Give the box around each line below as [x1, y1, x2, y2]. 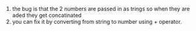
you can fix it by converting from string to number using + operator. [12, 18, 182, 25]
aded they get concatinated [12, 12, 82, 19]
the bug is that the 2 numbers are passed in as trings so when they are [12, 5, 191, 12]
